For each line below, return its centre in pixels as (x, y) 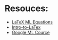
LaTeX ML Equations (32, 22)
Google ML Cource (30, 32)
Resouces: (27, 9)
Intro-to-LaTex (26, 27)
